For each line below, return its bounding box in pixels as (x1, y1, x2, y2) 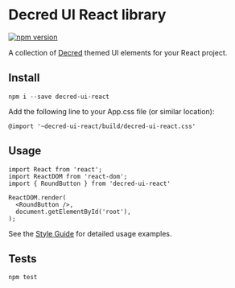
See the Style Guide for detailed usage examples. (8, 228, 172, 238)
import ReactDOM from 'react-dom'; (8, 172, 128, 180)
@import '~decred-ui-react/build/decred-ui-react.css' (8, 122, 196, 130)
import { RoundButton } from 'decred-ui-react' (8, 179, 171, 187)
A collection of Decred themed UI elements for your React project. (8, 47, 228, 57)
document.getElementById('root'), (15, 208, 131, 216)
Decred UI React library (8, 6, 167, 24)
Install (8, 71, 40, 85)
